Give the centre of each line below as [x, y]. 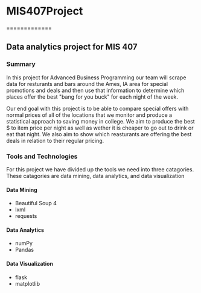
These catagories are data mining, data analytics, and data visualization [95, 176]
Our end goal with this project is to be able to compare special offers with [97, 108]
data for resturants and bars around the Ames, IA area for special [87, 84]
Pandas [24, 250]
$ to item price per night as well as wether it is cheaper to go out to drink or [100, 128]
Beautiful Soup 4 [36, 203]
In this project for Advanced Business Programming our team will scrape [96, 77]
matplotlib [27, 283]
